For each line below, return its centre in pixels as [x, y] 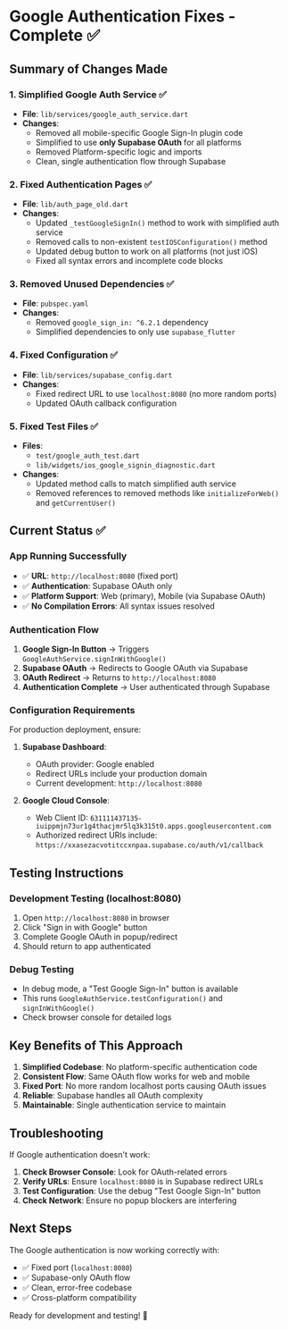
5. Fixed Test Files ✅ [54, 426]
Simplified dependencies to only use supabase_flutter [136, 332]
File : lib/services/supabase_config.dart [97, 375]
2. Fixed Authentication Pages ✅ [81, 184]
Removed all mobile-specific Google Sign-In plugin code [139, 132]
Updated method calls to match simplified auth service [136, 484]
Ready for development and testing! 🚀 [79, 1315]
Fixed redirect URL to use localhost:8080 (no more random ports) [156, 393]
